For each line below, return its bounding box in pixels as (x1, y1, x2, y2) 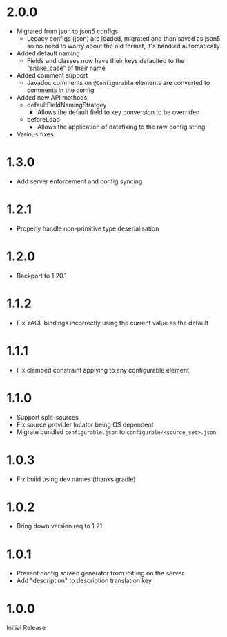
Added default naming (16, 49, 80, 57)
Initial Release (6, 624, 46, 632)
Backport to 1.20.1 (16, 271, 67, 280)
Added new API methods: (16, 93, 89, 101)
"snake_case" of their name (26, 64, 106, 72)
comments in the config (26, 86, 95, 94)
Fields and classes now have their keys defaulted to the (26, 56, 185, 64)
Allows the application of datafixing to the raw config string (37, 123, 206, 131)
